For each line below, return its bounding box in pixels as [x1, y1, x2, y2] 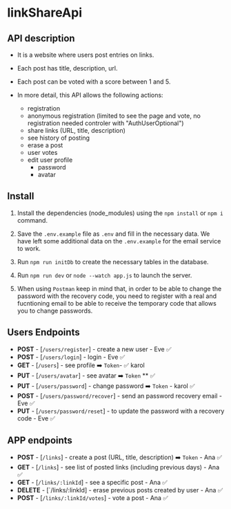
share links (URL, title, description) [27, 127, 126, 134]
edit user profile [27, 156, 73, 164]
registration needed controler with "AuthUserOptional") [27, 119, 184, 127]
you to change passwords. [17, 306, 93, 315]
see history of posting [27, 133, 90, 142]
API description [7, 33, 75, 44]
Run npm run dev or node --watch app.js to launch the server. [17, 271, 192, 279]
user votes [27, 149, 58, 156]
